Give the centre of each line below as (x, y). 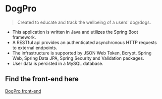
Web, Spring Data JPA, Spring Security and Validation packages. (78, 58)
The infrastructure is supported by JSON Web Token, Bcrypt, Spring (82, 53)
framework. (24, 37)
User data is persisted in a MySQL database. (58, 63)
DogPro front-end (23, 91)
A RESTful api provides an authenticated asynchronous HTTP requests (84, 42)
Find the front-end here (42, 79)
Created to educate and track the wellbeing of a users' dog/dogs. (84, 22)
